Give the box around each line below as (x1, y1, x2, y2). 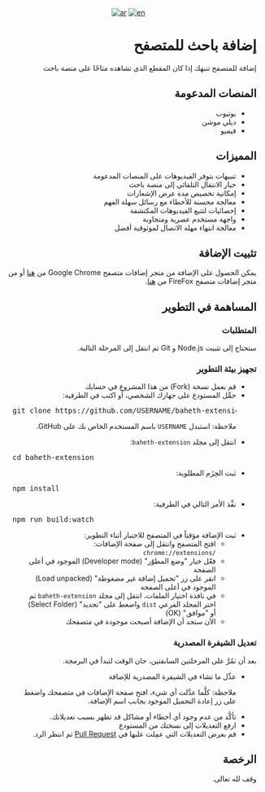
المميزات (215, 149, 257, 163)
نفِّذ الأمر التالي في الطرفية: (154, 499, 237, 509)
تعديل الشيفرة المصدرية (173, 637, 257, 649)
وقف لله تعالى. (211, 774, 257, 784)
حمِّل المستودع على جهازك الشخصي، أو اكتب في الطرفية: (62, 391, 237, 400)
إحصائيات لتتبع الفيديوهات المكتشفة (129, 205, 237, 215)
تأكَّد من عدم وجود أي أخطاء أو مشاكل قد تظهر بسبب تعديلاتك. (50, 711, 237, 721)
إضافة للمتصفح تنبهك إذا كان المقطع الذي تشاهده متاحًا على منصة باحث (43, 63, 257, 72)
